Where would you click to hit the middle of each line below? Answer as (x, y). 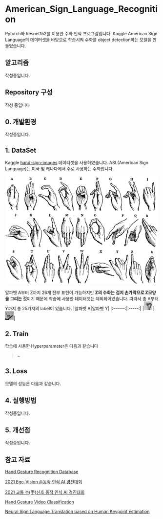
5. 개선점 (18, 430)
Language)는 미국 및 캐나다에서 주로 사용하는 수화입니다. (59, 169)
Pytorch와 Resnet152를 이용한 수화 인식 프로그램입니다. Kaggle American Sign (81, 33)
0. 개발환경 (21, 122)
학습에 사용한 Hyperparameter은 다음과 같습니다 (52, 346)
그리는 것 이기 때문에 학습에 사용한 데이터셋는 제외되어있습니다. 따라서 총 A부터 (84, 299)
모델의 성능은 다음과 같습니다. (33, 384)
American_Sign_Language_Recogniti (81, 9)
